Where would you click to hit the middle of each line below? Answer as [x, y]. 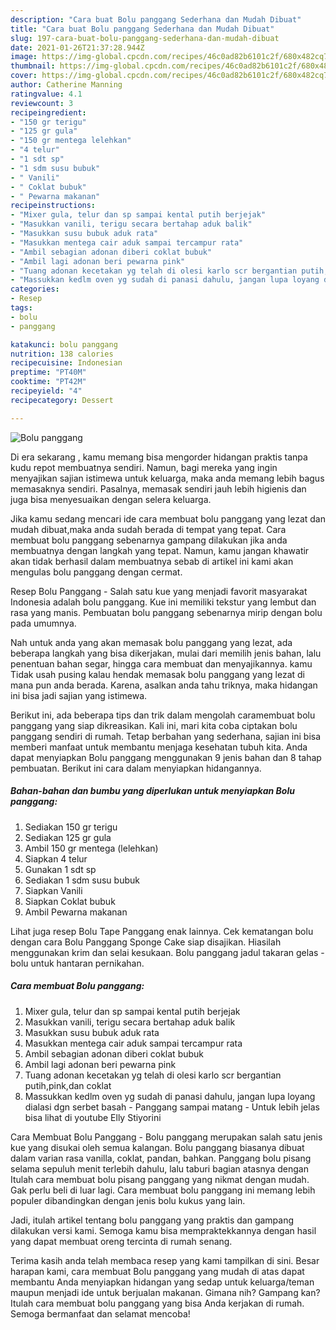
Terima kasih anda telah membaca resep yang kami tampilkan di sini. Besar [165, 1260]
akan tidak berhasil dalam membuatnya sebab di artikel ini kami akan [152, 561]
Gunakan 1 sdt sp [60, 869]
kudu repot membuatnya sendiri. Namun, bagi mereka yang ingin [144, 467]
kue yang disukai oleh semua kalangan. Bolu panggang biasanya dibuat [157, 1147]
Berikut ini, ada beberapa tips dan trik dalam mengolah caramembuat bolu [163, 715]
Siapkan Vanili [53, 890]
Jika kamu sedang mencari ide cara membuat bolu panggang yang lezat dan [168, 518]
